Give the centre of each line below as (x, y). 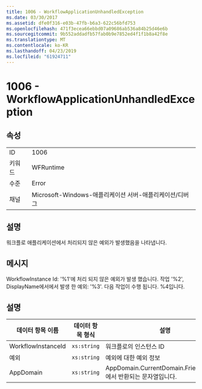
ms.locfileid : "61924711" (38, 57)
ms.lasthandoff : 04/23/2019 (41, 51)
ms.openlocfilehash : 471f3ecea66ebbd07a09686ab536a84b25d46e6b (87, 29)
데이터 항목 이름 (38, 331)
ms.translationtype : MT (36, 40)
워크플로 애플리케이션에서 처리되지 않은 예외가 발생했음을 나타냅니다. (87, 243)
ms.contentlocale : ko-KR (37, 46)
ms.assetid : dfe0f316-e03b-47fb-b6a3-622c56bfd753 (71, 23)
